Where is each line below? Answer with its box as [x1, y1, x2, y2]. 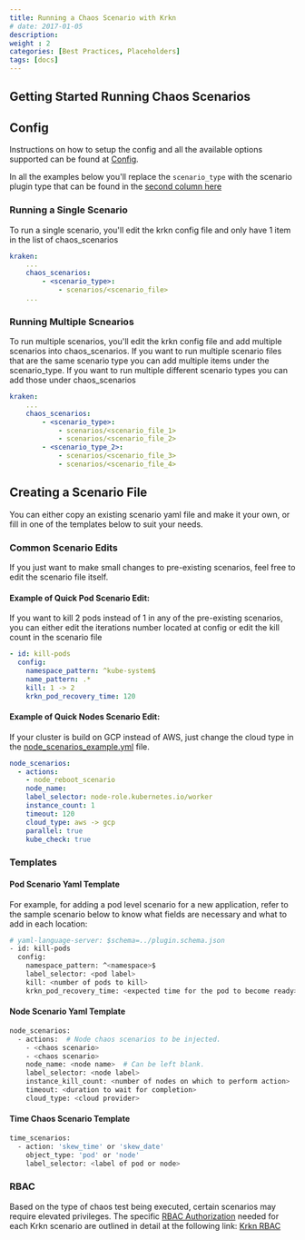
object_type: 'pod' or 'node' [25, 1150, 141, 1159]
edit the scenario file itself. [9, 571, 109, 582]
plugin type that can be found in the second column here [9, 181, 222, 192]
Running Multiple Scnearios [9, 315, 134, 328]
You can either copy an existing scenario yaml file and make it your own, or [9, 509, 290, 520]
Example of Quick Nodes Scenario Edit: [9, 711, 161, 722]
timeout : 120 [25, 809, 75, 818]
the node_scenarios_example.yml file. [9, 741, 150, 752]
